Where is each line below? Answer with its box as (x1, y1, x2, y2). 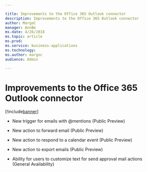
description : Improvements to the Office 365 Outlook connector (5, 16, 139, 21)
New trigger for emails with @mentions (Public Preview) (12, 118, 125, 124)
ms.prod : (5, 39, 23, 44)
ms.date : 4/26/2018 (5, 30, 45, 35)
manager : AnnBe (5, 25, 36, 30)
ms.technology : (5, 47, 36, 53)
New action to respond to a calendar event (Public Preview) (12, 137, 132, 143)
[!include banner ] (5, 108, 39, 115)
